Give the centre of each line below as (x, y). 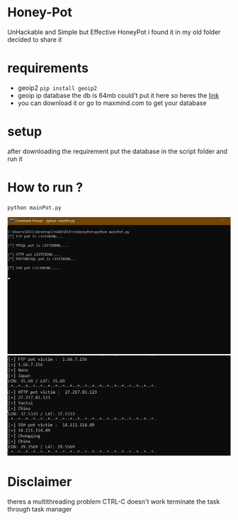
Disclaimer (40, 481)
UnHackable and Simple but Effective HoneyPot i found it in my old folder (114, 32)
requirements (48, 68)
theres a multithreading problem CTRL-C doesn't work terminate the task (114, 502)
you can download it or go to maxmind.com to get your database (112, 103)
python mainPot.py (34, 208)
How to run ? (45, 187)
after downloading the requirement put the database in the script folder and (118, 151)
